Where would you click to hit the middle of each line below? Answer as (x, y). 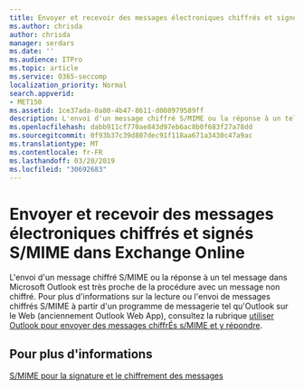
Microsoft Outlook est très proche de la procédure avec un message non (145, 287)
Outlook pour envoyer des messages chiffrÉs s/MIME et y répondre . (136, 326)
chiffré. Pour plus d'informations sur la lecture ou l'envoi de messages (140, 297)
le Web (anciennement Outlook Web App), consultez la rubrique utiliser (142, 316)
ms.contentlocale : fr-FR (56, 152)
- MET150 (26, 102)
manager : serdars (42, 43)
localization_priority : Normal (68, 85)
